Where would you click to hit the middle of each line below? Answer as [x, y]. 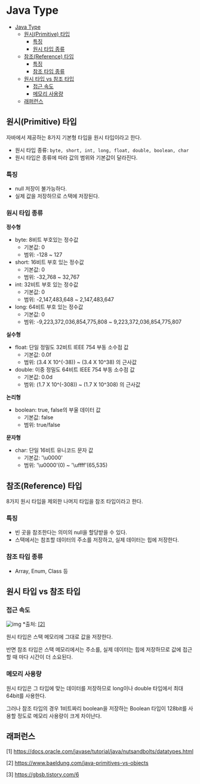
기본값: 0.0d [38, 377]
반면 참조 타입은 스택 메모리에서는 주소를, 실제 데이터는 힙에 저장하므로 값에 [94, 650]
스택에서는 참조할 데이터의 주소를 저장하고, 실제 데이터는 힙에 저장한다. [97, 540]
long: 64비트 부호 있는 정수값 [49, 307]
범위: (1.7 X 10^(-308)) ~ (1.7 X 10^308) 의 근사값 [82, 385]
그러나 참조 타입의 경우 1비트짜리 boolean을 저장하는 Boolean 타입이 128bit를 [96, 708]
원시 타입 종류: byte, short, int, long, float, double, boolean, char [102, 150]
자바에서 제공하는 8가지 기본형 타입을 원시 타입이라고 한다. [74, 137]
